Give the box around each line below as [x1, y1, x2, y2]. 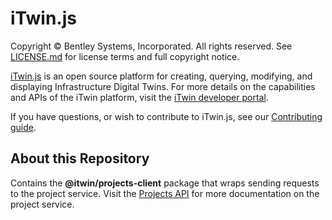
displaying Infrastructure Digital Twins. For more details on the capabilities [10, 80, 316, 92]
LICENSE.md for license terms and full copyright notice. [10, 50, 240, 62]
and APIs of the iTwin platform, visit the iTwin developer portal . [10, 91, 269, 103]
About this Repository [10, 150, 150, 167]
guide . [10, 121, 37, 133]
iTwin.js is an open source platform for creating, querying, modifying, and [10, 70, 313, 82]
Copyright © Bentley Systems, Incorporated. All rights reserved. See [10, 40, 293, 52]
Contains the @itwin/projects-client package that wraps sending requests [10, 177, 320, 189]
